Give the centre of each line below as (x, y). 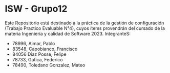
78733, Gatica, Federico (37, 59)
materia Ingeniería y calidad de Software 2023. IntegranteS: (68, 33)
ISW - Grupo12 (36, 9)
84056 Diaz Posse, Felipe (39, 54)
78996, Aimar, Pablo (34, 43)
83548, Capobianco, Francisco (45, 49)
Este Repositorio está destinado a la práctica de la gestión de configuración (84, 23)
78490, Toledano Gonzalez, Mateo (49, 65)
